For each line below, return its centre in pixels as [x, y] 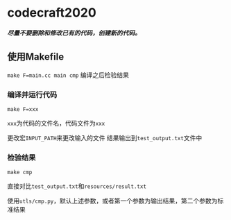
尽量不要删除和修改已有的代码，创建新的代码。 [74, 33]
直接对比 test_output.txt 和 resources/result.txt [77, 186]
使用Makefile [36, 57]
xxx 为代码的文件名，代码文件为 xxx [56, 124]
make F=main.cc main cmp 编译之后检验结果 [68, 75]
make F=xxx [23, 110]
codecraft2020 [52, 13]
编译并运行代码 [32, 94]
